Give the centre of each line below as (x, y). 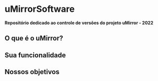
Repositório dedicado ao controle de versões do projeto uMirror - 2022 (79, 23)
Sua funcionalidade (35, 55)
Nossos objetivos (32, 72)
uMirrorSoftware (40, 9)
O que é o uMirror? (34, 38)
